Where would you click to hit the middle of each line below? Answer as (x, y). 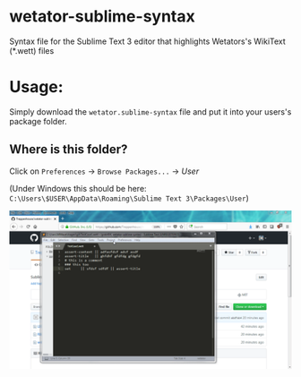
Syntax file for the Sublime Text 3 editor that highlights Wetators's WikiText (148, 41)
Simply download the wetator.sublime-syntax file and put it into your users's (150, 111)
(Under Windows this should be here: (78, 188)
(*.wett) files (32, 50)
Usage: (37, 87)
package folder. (38, 121)
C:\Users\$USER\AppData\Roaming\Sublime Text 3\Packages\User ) (129, 198)
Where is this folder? (69, 150)
